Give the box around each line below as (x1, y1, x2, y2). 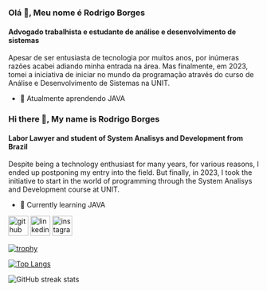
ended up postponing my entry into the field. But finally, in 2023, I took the (8, 168, 253, 177)
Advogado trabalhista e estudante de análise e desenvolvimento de (8, 27, 237, 37)
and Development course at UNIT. (8, 184, 120, 194)
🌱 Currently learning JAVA (19, 200, 106, 210)
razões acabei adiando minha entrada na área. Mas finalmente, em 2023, (8, 61, 249, 71)
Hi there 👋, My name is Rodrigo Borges (8, 114, 160, 125)
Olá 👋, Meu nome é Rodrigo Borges (8, 7, 146, 18)
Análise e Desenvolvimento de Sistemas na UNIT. (8, 79, 171, 88)
